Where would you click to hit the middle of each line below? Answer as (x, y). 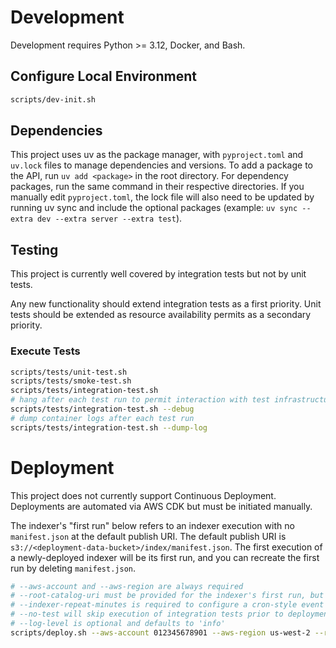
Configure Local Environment (103, 76)
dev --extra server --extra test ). (109, 218)
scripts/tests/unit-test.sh (69, 372)
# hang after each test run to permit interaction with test (140, 400)
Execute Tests (45, 351)
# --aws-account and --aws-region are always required (127, 586)
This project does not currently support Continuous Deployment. (143, 495)
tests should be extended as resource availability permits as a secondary (161, 315)
